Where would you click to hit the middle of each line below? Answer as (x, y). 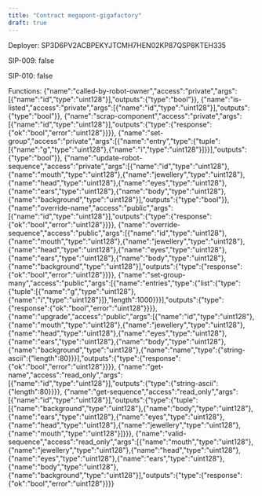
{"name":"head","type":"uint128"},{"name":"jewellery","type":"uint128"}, (124, 424)
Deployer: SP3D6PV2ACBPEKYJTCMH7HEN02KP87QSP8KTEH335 (117, 45)
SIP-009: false (31, 61)
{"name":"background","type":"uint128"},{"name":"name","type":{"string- (127, 350)
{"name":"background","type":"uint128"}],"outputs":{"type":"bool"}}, (119, 199)
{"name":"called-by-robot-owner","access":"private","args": (140, 90)
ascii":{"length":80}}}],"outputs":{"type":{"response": (95, 358)
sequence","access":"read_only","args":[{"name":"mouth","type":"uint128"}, (131, 442)
